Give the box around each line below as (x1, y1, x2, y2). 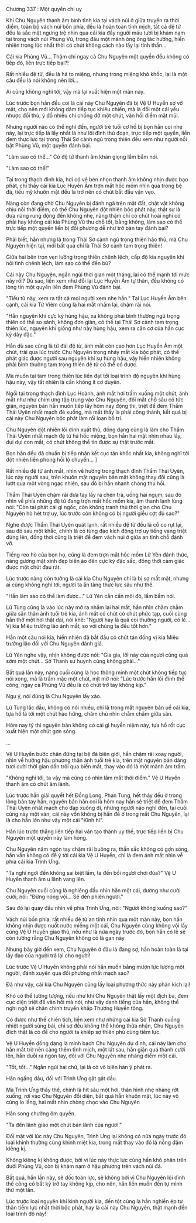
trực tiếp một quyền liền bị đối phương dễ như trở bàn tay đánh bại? (6, 225, 169, 231)
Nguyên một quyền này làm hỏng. (6, 834, 88, 841)
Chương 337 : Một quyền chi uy (6, 6, 82, 12)
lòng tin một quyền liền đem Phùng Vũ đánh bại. (6, 284, 122, 290)
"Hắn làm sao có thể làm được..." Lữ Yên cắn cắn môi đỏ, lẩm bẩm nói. (6, 593, 176, 599)
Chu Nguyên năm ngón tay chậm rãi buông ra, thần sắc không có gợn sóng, (6, 846, 189, 853)
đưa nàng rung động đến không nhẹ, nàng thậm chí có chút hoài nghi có (6, 212, 181, 219)
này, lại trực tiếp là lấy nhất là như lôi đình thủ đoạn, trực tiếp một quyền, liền (6, 129, 190, 136)
